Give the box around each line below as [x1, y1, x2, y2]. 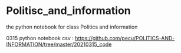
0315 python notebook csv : [6, 34, 74, 41]
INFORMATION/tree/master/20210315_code [6, 41, 112, 48]
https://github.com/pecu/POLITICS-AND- [74, 34, 175, 41]
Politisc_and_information [6, 4, 131, 17]
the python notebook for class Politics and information [6, 23, 138, 30]
